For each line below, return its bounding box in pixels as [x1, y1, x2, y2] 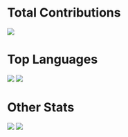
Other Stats [7, 100, 75, 116]
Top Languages [7, 52, 98, 67]
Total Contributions [7, 5, 121, 21]
